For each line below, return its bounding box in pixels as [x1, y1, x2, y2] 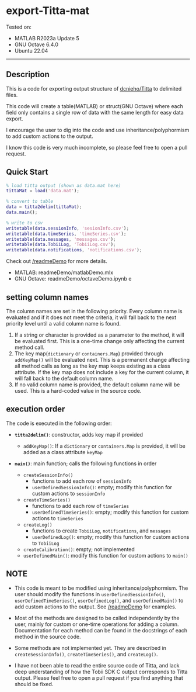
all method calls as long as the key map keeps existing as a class [14, 362, 170, 369]
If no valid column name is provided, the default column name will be [14, 381, 180, 388]
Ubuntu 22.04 [14, 47, 48, 54]
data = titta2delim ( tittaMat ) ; [6, 204, 82, 210]
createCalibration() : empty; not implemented [23, 545, 135, 553]
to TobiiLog [32, 539, 60, 546]
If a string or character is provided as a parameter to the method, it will [14, 331, 185, 338]
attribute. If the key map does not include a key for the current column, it [14, 369, 189, 375]
